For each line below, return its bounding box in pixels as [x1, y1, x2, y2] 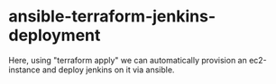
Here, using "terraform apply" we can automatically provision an [8, 55, 247, 65]
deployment [8, 25, 101, 46]
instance [8, 64, 41, 75]
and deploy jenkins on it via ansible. [41, 64, 175, 75]
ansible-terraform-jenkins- [8, 6, 216, 27]
